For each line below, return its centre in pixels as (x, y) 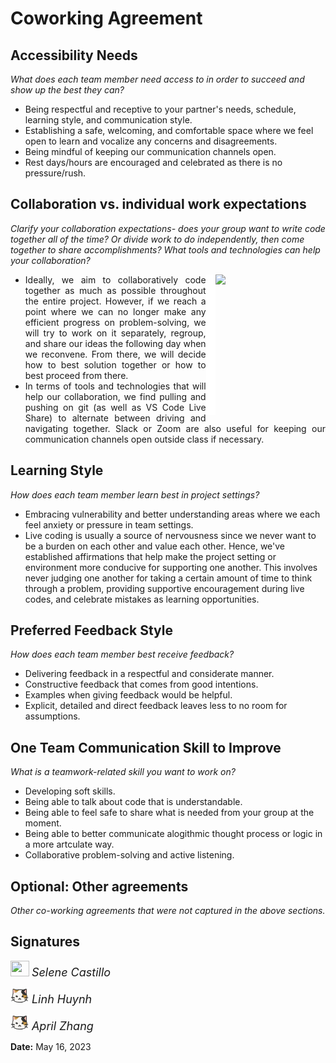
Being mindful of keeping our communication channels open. (150, 151)
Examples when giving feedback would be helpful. (128, 695)
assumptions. (52, 716)
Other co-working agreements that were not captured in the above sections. (168, 911)
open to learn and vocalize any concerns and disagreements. (151, 141)
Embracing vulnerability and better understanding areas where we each (172, 514)
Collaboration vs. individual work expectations (158, 204)
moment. (43, 823)
